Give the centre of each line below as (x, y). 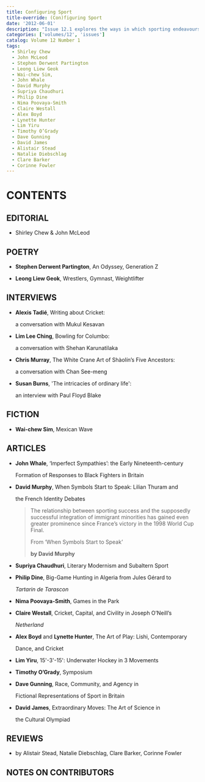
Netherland (29, 624)
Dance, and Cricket (39, 648)
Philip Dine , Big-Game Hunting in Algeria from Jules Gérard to (93, 577)
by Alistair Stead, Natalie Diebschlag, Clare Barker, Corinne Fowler (98, 753)
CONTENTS (37, 195)
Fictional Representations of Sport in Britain (70, 696)
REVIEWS (25, 738)
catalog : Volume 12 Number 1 (43, 40)
